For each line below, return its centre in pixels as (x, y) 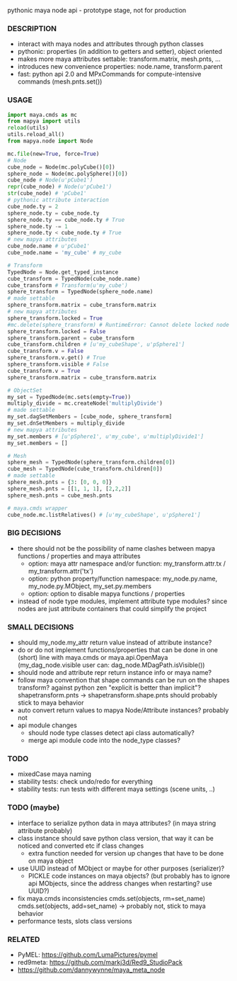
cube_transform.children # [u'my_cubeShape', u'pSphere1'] (96, 344)
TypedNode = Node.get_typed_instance (63, 272)
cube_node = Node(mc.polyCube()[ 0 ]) (61, 167)
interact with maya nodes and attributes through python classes (110, 44)
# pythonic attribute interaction (58, 200)
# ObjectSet (25, 390)
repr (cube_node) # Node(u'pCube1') (60, 187)
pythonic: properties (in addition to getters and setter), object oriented (120, 52)
